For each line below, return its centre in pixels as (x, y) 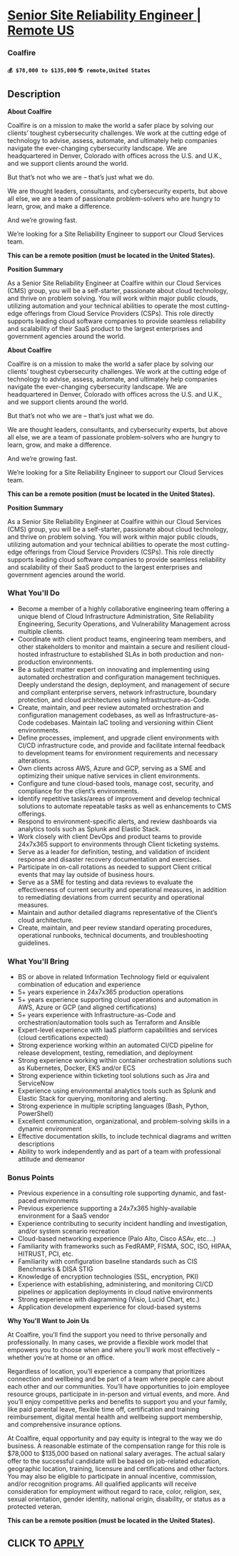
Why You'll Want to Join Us (48, 1321)
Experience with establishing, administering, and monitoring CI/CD (115, 1284)
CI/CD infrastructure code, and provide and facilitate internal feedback (121, 745)
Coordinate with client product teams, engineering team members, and (122, 639)
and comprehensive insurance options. (65, 1424)
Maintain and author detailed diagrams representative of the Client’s (117, 912)
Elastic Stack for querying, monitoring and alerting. (92, 1099)
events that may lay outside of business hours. (86, 874)
